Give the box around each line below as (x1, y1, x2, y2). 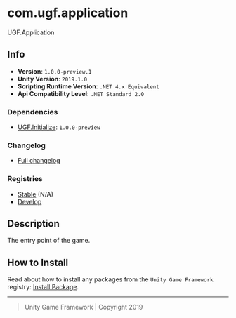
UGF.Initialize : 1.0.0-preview (17, 123, 100, 131)
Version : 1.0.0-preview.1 (17, 67, 92, 75)
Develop (17, 197, 42, 206)
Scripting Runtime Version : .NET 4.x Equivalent (17, 82, 159, 91)
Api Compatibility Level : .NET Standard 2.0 (17, 89, 145, 98)
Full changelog (17, 157, 61, 165)
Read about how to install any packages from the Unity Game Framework (7, 275, 214, 284)
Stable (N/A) (17, 190, 54, 198)
